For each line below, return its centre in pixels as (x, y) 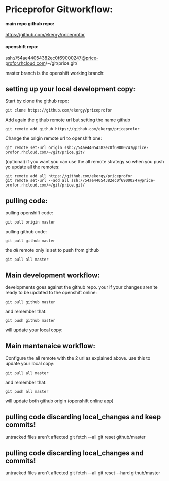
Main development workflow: (53, 275)
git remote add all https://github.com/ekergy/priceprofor (69, 176)
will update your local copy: (34, 330)
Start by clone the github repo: (37, 101)
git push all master (27, 391)
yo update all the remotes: (32, 167)
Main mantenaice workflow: (50, 346)
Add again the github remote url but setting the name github (68, 120)
